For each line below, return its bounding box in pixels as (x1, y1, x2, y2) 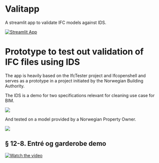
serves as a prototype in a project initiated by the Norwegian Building (5, 78, 143, 83)
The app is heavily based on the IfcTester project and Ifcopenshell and (5, 72, 146, 79)
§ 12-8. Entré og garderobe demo (5, 140, 106, 148)
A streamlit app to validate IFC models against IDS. (5, 20, 106, 25)
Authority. (5, 83, 25, 89)
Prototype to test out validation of (5, 46, 144, 57)
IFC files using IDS (5, 57, 80, 68)
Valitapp (5, 3, 40, 15)
